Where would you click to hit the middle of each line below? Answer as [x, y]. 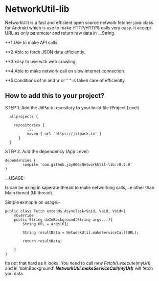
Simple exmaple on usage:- [33, 202]
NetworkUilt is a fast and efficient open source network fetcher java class [79, 23]
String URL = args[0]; [46, 224]
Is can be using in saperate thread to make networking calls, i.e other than [80, 187]
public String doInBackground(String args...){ [63, 220]
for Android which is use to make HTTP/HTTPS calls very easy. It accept [78, 27]
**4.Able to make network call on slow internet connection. [65, 71]
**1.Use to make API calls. [32, 42]
